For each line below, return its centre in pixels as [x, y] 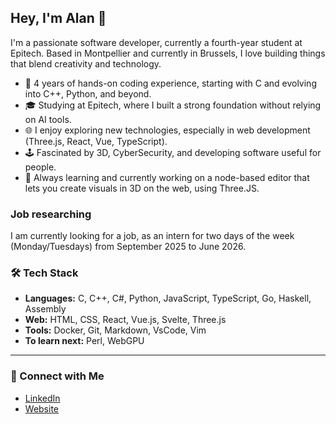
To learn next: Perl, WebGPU [84, 341]
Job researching [51, 214]
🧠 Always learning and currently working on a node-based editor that [167, 177]
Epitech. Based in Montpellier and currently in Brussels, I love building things [168, 53]
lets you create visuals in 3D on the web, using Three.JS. [142, 188]
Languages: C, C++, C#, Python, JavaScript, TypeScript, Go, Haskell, [168, 298]
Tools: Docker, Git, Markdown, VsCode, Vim [115, 330]
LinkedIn [42, 398]
